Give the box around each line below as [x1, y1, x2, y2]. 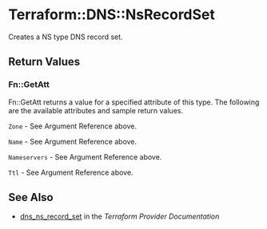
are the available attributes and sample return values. [8, 105, 184, 115]
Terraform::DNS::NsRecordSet [8, 6, 216, 24]
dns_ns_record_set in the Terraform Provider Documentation [19, 211, 220, 221]
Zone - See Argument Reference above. [8, 121, 137, 131]
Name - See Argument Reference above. [8, 136, 137, 146]
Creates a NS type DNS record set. [8, 32, 123, 41]
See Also [8, 191, 54, 204]
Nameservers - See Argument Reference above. [8, 152, 162, 161]
